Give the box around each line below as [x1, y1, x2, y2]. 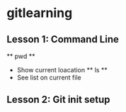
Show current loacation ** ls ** [16, 66, 108, 74]
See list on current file [16, 73, 82, 82]
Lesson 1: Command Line [6, 33, 120, 45]
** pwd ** [6, 52, 36, 60]
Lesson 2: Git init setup [6, 94, 110, 106]
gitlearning [6, 5, 73, 21]
